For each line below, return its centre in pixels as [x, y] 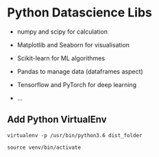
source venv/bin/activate [44, 147]
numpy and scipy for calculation [62, 32]
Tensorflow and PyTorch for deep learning [77, 84]
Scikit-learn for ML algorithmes [61, 58]
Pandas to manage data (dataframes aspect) [80, 71]
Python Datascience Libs [79, 13]
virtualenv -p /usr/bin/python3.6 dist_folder [75, 135]
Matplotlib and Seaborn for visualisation [73, 45]
